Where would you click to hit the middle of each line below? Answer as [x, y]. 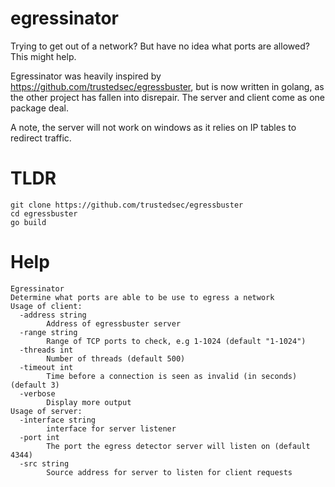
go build [28, 222]
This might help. [43, 56]
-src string [44, 463]
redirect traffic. [41, 138]
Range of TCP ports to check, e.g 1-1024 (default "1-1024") [176, 341]
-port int [39, 437]
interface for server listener [111, 428]
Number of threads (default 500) [116, 358]
